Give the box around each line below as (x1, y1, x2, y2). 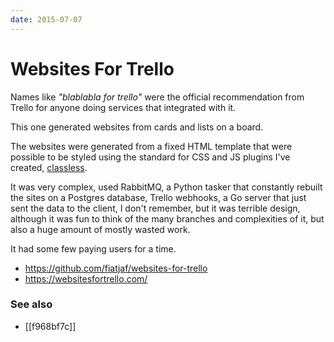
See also (10, 297, 53, 311)
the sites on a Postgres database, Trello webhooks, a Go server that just (10, 191, 307, 203)
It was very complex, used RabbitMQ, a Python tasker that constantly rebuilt (10, 181, 323, 193)
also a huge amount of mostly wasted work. (10, 223, 191, 235)
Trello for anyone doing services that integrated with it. (10, 101, 237, 113)
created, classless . (10, 161, 88, 173)
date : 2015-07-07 (10, 14, 83, 25)
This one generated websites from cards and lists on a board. (10, 121, 264, 133)
